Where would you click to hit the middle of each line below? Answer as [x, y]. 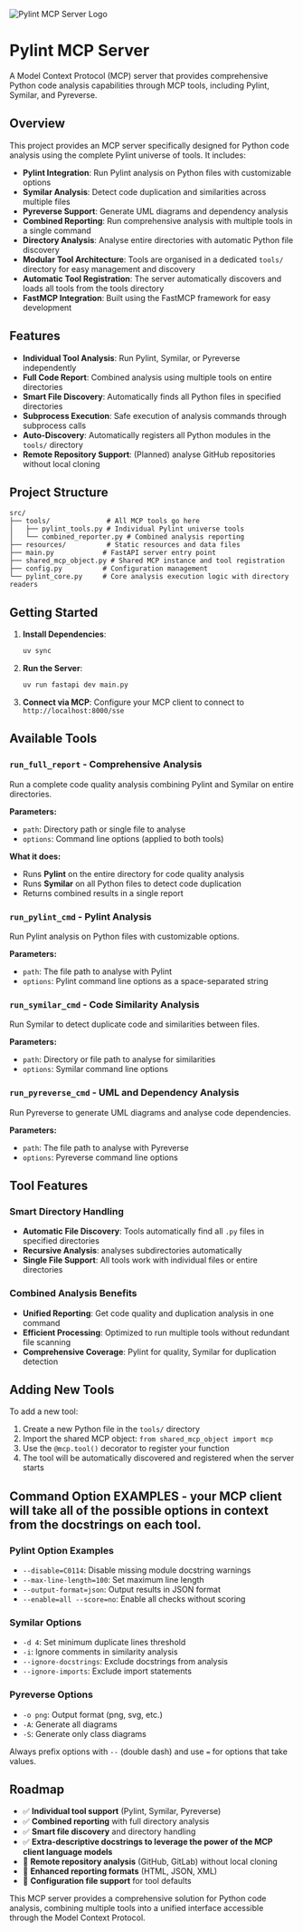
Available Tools [53, 739]
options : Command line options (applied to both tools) [123, 838]
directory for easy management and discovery [109, 268]
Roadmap [37, 1789]
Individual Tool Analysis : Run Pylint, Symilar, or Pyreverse [131, 357]
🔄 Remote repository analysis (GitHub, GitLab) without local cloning [150, 1862]
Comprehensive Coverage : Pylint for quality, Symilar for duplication [149, 1351]
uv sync [37, 651]
